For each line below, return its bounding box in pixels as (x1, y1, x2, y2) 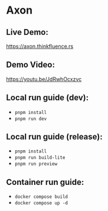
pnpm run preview (14, 161, 58, 167)
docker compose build (14, 194, 68, 200)
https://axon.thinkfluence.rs (6, 43, 74, 50)
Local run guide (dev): (6, 93, 89, 103)
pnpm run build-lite (14, 155, 66, 161)
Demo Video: (6, 60, 55, 70)
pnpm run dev (14, 116, 47, 122)
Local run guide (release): (6, 132, 103, 142)
